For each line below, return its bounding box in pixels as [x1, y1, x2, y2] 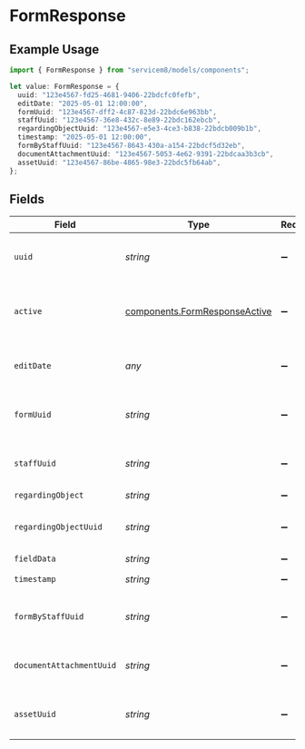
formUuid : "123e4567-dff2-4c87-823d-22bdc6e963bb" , [17, 107, 218, 116]
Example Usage [9, 42, 100, 57]
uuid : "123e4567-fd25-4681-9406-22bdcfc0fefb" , [17, 90, 202, 100]
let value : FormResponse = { [9, 82, 120, 91]
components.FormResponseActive [125, 305, 272, 318]
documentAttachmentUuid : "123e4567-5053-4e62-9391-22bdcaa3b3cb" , [17, 149, 274, 159]
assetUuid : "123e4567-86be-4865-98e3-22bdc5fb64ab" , [17, 158, 221, 167]
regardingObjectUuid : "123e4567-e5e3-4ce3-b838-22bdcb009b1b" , [17, 124, 261, 133]
